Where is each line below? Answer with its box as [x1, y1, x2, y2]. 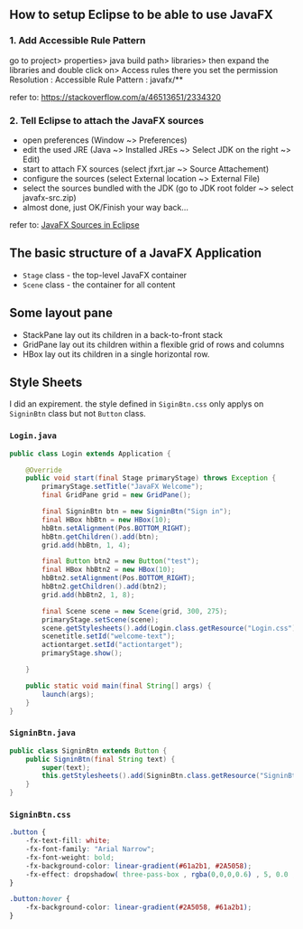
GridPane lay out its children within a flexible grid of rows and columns [22, 339, 285, 350]
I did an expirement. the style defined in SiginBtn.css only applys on [9, 399, 264, 409]
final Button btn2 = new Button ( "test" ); [41, 557, 200, 566]
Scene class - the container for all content [22, 279, 176, 290]
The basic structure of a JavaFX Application [9, 246, 262, 261]
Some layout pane [9, 305, 113, 321]
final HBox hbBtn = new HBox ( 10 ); [41, 515, 171, 524]
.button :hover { [9, 895, 70, 904]
